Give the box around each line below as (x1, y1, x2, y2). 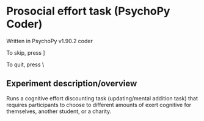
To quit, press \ (6, 61, 45, 68)
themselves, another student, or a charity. (6, 108, 112, 115)
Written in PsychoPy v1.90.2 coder (6, 37, 93, 44)
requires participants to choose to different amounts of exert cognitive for (6, 101, 192, 108)
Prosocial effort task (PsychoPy (6, 4, 170, 18)
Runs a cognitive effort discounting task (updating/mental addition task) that (6, 94, 199, 102)
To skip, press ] (6, 49, 45, 56)
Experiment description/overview (6, 78, 137, 89)
